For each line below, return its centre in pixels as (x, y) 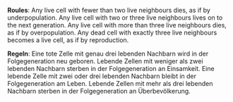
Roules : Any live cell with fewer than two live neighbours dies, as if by (109, 10)
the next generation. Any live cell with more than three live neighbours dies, (117, 25)
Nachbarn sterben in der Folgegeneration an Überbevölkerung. (99, 91)
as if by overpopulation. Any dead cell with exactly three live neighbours (112, 32)
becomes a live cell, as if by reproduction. (68, 40)
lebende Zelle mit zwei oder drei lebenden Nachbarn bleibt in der (102, 76)
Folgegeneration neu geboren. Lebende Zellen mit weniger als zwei (105, 61)
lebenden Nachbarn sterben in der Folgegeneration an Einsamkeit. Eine (111, 69)
